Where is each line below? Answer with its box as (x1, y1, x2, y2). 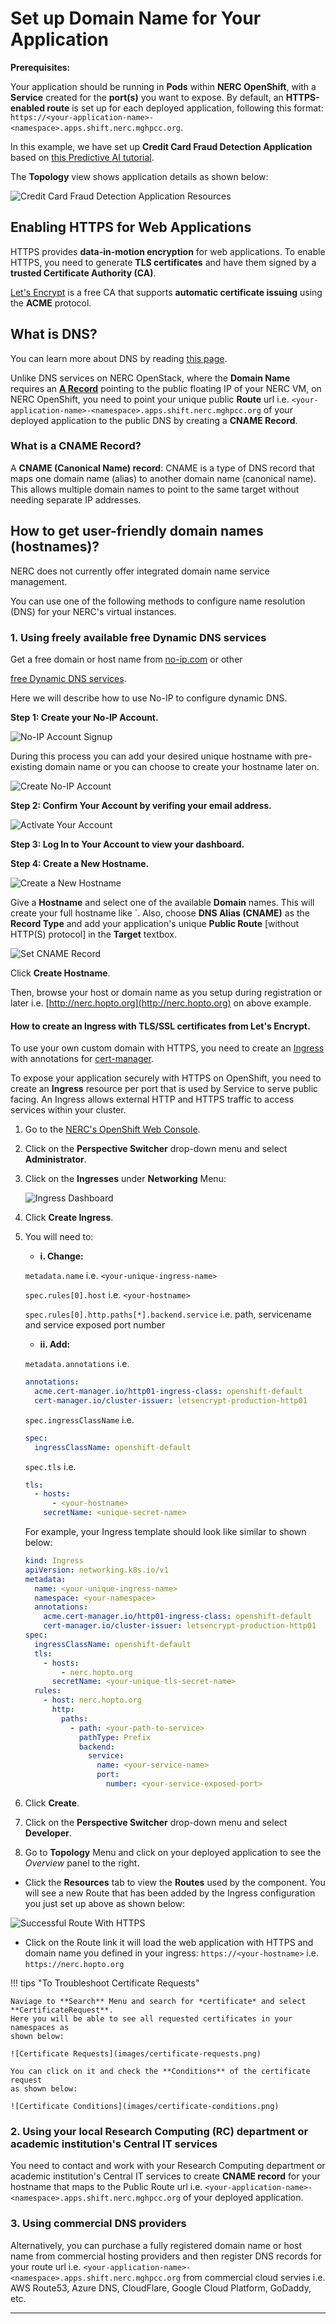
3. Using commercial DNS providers (10, 2217, 187, 2231)
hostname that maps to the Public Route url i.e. (10, 2181, 203, 2193)
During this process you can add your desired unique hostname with (10, 750, 293, 762)
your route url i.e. (10, 2260, 82, 2272)
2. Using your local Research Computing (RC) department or (10, 2124, 309, 2138)
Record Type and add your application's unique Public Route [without (10, 917, 300, 929)
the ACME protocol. (10, 297, 92, 309)
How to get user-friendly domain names (10, 523, 264, 540)
